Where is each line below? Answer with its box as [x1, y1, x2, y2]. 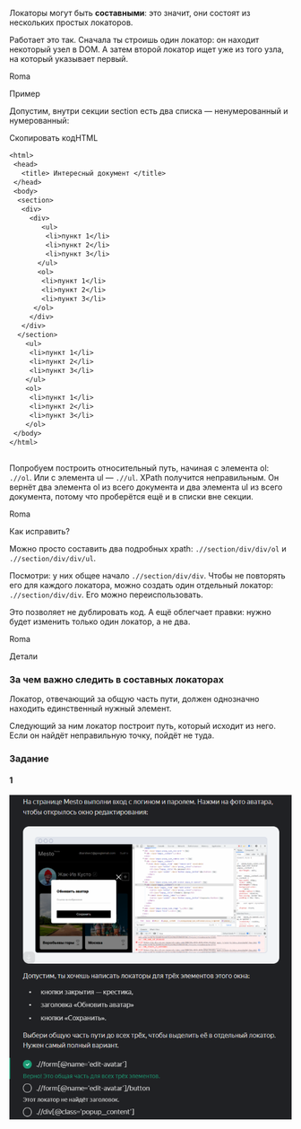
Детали [9, 651, 39, 662]
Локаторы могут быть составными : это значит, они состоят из [9, 8, 251, 18]
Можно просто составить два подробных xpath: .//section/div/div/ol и [9, 543, 287, 554]
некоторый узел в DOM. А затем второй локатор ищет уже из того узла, [9, 44, 285, 55]
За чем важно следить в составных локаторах [9, 673, 224, 685]
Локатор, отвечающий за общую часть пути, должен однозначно [9, 694, 260, 705]
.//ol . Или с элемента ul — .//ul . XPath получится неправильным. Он [9, 473, 279, 482]
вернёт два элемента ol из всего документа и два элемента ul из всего [9, 482, 283, 492]
